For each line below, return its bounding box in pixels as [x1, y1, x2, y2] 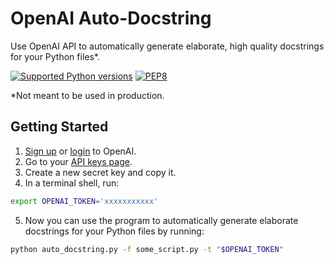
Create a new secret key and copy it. [24, 166, 177, 178]
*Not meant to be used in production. [10, 89, 165, 101]
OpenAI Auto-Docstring [10, 7, 212, 30]
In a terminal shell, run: [24, 177, 120, 189]
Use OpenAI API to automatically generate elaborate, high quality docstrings [10, 40, 325, 52]
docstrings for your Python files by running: [24, 225, 205, 237]
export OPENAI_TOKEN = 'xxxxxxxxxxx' [10, 196, 159, 206]
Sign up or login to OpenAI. [24, 145, 137, 157]
